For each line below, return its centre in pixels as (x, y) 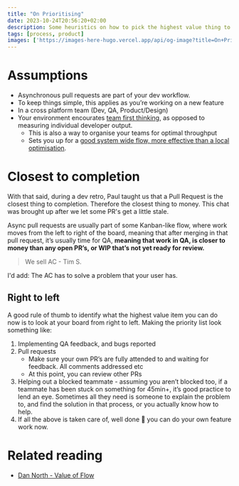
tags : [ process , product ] (46, 34)
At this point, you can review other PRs (85, 374)
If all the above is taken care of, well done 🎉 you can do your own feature (124, 419)
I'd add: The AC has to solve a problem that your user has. (92, 275)
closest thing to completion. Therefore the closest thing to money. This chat (118, 204)
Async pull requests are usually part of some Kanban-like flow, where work (117, 225)
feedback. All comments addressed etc (86, 366)
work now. (33, 426)
